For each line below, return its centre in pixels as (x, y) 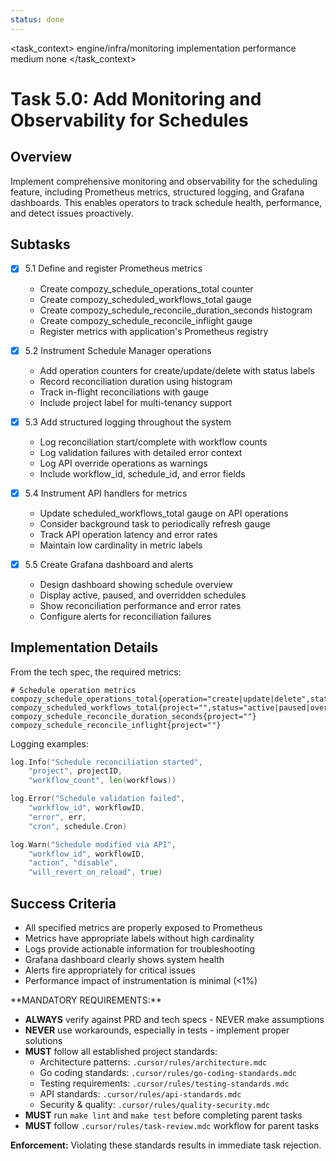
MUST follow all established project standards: (121, 1051)
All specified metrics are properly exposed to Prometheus (143, 927)
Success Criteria (63, 903)
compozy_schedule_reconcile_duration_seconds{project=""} (133, 716)
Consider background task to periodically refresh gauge (155, 523)
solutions (43, 1040)
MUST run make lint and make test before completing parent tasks (163, 1115)
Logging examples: (49, 743)
